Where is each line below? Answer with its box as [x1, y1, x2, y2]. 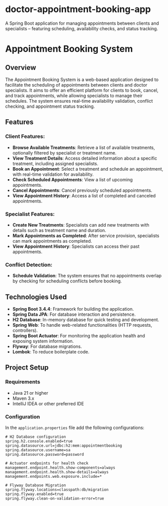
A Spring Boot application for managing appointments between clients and [5, 20, 159, 26]
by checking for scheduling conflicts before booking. [12, 278, 122, 284]
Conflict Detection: [5, 261, 53, 268]
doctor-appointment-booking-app [5, 4, 151, 15]
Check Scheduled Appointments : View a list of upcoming [12, 176, 133, 182]
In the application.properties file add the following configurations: [5, 424, 144, 431]
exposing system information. [12, 338, 74, 344]
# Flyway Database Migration [5, 483, 66, 488]
